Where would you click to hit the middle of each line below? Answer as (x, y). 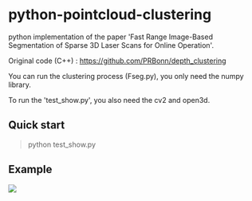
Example (30, 169)
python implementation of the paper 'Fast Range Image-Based (111, 37)
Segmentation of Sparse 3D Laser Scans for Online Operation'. (111, 45)
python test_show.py (62, 144)
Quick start (37, 125)
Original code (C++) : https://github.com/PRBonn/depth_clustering (117, 61)
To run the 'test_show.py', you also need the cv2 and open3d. (109, 100)
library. (20, 85)
